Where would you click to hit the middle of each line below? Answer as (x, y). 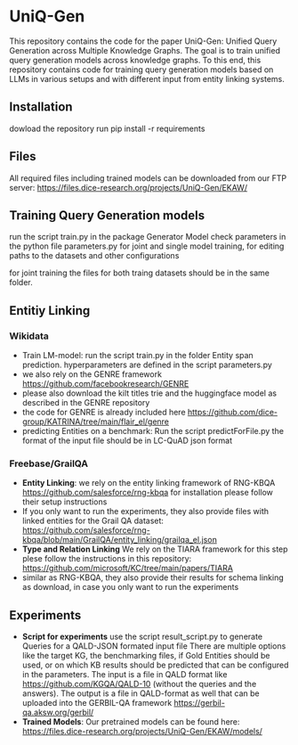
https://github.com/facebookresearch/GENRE (105, 384)
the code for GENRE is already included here (104, 413)
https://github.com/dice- (233, 413)
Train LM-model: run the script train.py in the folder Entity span (137, 356)
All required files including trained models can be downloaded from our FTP (148, 178)
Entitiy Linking (50, 311)
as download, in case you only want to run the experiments (130, 587)
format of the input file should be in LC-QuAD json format (127, 441)
